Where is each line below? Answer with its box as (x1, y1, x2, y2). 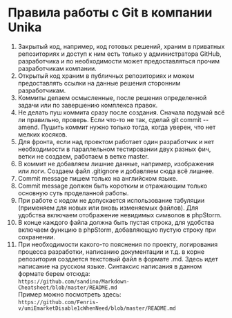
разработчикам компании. (17, 64, 97, 72)
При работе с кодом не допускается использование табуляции (17, 196, 205, 204)
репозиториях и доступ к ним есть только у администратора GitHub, (17, 50, 222, 58)
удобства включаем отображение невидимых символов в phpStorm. (17, 210, 222, 219)
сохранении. (17, 232, 56, 241)
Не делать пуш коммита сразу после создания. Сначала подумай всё (17, 108, 225, 117)
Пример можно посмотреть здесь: (17, 290, 122, 298)
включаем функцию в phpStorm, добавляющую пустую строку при (17, 226, 216, 234)
